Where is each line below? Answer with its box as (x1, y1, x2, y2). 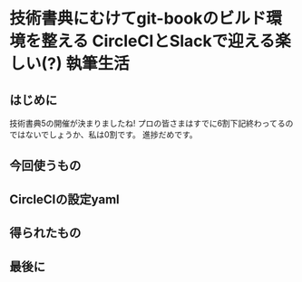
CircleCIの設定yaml (9, 192, 120, 207)
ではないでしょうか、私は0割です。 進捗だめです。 (9, 129, 198, 140)
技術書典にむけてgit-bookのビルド (9, 8, 267, 29)
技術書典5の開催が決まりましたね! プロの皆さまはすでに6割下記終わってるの (9, 118, 294, 128)
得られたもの (9, 225, 82, 240)
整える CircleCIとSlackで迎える (41, 31, 276, 52)
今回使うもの (9, 158, 82, 174)
